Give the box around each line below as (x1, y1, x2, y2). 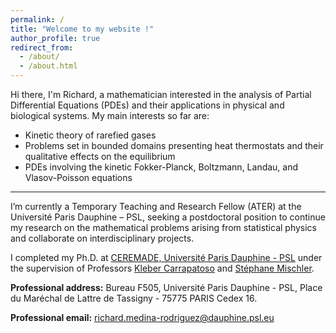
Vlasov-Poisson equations (24, 172, 133, 183)
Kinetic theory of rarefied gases (24, 129, 157, 141)
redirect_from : (10, 42, 74, 53)
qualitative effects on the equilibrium (24, 151, 176, 162)
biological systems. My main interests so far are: (10, 110, 210, 121)
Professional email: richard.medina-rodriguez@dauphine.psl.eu (10, 312, 275, 323)
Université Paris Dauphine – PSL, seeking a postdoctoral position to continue (10, 211, 326, 223)
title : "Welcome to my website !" (10, 24, 155, 34)
